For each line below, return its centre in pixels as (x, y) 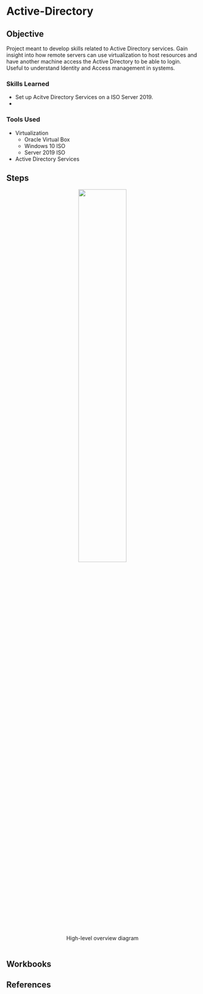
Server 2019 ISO (45, 152)
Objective (25, 34)
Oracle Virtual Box (47, 139)
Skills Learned (28, 84)
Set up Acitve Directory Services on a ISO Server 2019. (84, 97)
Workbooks (29, 964)
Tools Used (23, 119)
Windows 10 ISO (45, 146)
